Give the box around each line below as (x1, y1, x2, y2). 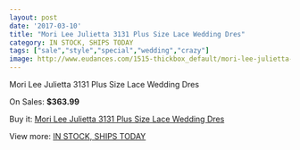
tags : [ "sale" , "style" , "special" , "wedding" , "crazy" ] (9, 46, 210, 55)
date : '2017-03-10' (9, 21, 82, 30)
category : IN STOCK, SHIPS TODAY (9, 37, 134, 47)
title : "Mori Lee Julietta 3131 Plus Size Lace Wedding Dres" (9, 29, 246, 38)
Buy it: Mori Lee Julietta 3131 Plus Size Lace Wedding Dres (9, 113, 225, 124)
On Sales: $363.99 (9, 96, 80, 107)
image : (9, 54, 34, 63)
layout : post (9, 12, 58, 22)
